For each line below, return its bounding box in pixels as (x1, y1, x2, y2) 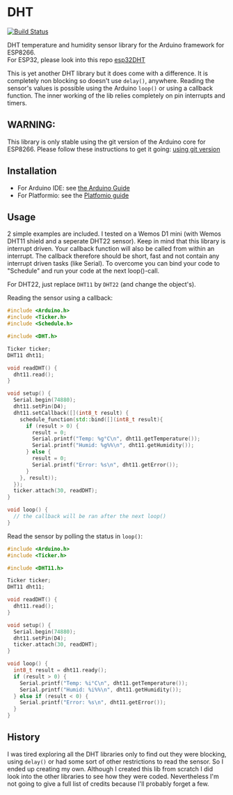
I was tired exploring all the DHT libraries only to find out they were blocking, (7, 750, 227, 758)
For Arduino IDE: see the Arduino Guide (17, 183, 130, 192)
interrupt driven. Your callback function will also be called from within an (7, 245, 215, 253)
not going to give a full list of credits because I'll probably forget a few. (7, 779, 209, 788)
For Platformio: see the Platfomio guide (17, 191, 129, 199)
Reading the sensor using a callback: (7, 294, 113, 302)
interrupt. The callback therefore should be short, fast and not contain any (7, 252, 220, 260)
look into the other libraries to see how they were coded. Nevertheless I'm (7, 772, 219, 780)
